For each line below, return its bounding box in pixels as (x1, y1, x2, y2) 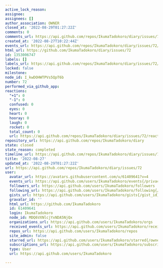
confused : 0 (9, 102, 34, 107)
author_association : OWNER (5, 20, 60, 26)
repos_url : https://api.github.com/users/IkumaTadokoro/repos (9, 229, 138, 233)
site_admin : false (9, 233, 47, 238)
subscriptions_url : (9, 242, 49, 247)
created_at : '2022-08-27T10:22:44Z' (5, 39, 79, 44)
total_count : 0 (9, 129, 40, 134)
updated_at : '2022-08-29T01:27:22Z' (5, 161, 79, 166)
